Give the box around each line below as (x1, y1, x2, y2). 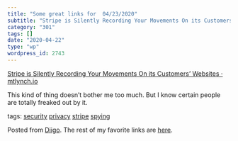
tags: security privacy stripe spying (7, 111, 110, 120)
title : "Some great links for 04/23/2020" (7, 10, 138, 18)
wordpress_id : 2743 (7, 50, 65, 57)
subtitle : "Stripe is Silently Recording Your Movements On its (7, 17, 201, 24)
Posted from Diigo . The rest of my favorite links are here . (7, 125, 174, 134)
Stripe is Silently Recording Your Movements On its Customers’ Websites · (7, 69, 223, 78)
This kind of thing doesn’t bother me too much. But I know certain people (7, 90, 221, 99)
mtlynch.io (7, 77, 38, 85)
